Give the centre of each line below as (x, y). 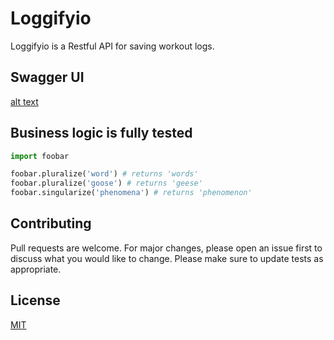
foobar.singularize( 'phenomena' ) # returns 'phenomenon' (131, 193)
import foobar (40, 156)
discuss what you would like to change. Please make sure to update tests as (167, 258)
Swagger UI (47, 77)
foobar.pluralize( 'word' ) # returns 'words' (104, 174)
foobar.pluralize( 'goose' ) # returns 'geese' (106, 183)
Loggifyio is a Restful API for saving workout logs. (112, 46)
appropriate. (36, 269)
